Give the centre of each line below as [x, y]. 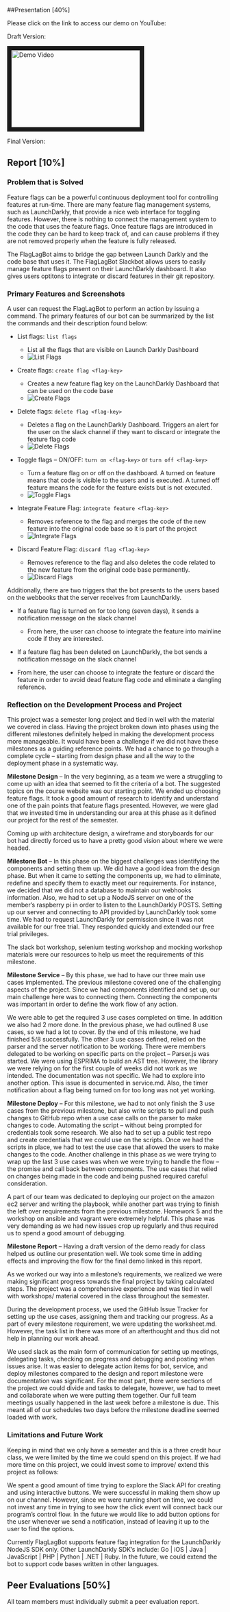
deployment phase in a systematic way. [63, 764]
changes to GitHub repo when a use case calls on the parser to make [104, 1118]
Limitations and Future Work [55, 1435]
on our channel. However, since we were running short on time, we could [110, 1500]
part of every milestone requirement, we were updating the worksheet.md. [112, 1324]
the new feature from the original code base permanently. [108, 569]
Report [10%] [36, 163]
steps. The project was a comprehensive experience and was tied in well [110, 1289]
